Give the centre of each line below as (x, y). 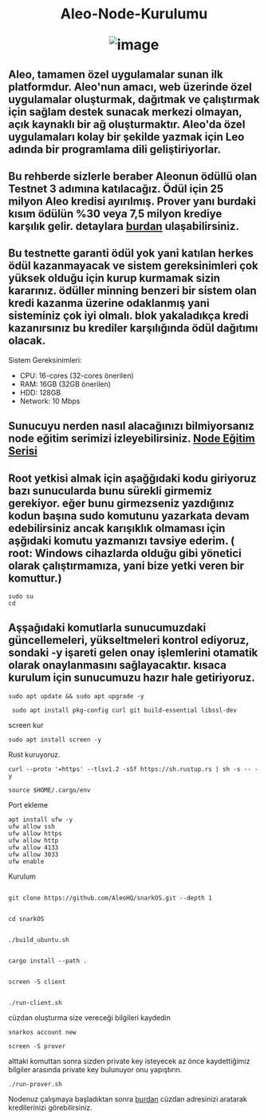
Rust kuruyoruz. (35, 754)
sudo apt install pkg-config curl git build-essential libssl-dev (124, 710)
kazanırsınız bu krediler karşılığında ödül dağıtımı (133, 328)
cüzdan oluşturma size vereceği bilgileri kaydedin (90, 1017)
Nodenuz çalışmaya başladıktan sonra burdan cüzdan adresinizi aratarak (128, 1098)
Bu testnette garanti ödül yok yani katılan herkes (131, 254)
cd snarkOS (26, 919)
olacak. (27, 341)
